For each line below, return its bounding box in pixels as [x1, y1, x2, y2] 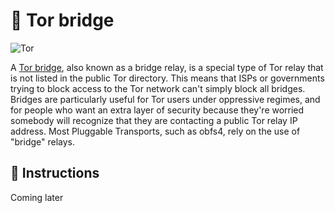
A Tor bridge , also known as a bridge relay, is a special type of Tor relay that [10, 61, 324, 73]
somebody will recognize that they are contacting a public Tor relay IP [10, 114, 298, 126]
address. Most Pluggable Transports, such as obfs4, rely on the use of [10, 125, 301, 137]
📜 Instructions [10, 165, 100, 182]
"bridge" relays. [10, 135, 76, 148]
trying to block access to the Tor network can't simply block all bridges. [10, 82, 306, 94]
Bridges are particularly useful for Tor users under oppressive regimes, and [10, 93, 321, 105]
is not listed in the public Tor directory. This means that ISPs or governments [10, 72, 325, 84]
